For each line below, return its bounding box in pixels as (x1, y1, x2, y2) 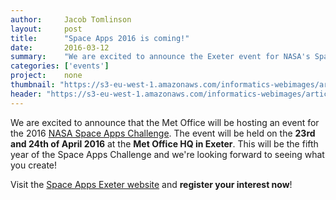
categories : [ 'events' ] (10, 61, 110, 71)
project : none (10, 71, 83, 81)
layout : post (10, 24, 83, 34)
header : (10, 89, 43, 99)
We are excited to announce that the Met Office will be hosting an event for (10, 116, 320, 128)
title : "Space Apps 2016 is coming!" (10, 33, 190, 43)
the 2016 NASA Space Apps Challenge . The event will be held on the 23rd (10, 127, 316, 139)
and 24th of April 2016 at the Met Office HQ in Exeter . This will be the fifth (10, 137, 319, 150)
